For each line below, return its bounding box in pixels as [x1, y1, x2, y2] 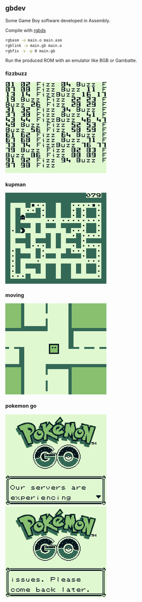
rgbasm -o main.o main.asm [5, 37, 62, 42]
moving [5, 291, 24, 298]
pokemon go [5, 402, 37, 409]
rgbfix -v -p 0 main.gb [5, 48, 56, 54]
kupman [5, 181, 26, 188]
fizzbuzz [5, 70, 28, 77]
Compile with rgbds [5, 27, 46, 33]
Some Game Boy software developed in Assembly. [5, 17, 111, 23]
